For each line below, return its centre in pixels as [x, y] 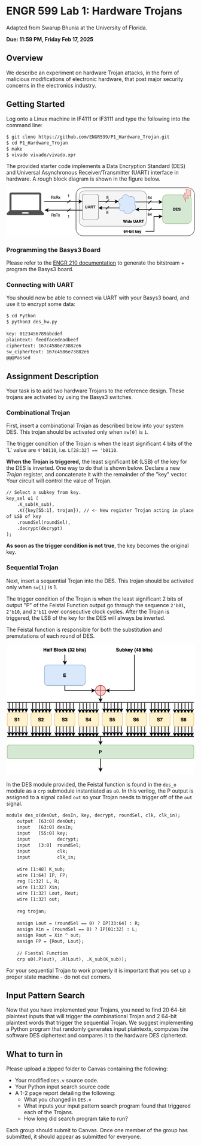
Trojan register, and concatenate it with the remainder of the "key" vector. [97, 475]
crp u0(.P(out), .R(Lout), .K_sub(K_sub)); [72, 959]
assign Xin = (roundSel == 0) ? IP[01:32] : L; [77, 929]
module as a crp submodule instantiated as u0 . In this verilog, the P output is [100, 791]
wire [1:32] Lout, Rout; [48, 893]
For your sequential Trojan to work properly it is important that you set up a [99, 970]
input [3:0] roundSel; [49, 845]
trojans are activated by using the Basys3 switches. [70, 397]
